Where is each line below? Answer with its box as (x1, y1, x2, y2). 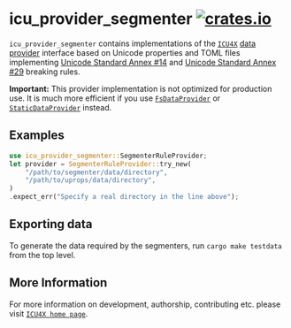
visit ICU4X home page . (9, 308, 88, 318)
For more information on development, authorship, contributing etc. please (9, 299, 281, 309)
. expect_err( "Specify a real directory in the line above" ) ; (9, 193, 240, 202)
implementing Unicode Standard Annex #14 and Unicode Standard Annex (9, 57, 277, 67)
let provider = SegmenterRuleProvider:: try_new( (9, 159, 192, 168)
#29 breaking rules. (9, 66, 81, 77)
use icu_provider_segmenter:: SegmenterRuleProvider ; (9, 151, 208, 160)
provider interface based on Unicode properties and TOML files (9, 47, 241, 57)
